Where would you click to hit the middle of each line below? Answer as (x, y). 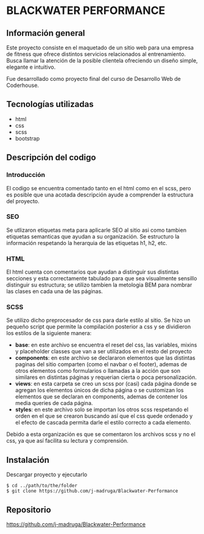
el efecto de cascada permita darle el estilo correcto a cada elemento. (103, 423)
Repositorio (29, 509)
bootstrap (27, 138)
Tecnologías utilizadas (50, 104)
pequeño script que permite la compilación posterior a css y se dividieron (99, 327)
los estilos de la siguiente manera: (49, 333)
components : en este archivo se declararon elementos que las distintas (105, 358)
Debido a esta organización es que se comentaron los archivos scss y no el (101, 434)
